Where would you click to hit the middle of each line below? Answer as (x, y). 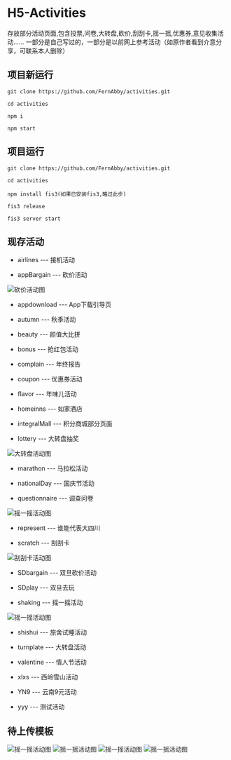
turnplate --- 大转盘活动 (52, 647)
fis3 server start (34, 219)
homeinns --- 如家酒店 (50, 409)
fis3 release (26, 206)
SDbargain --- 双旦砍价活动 (57, 573)
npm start (22, 128)
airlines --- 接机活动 (46, 260)
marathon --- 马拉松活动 (52, 468)
